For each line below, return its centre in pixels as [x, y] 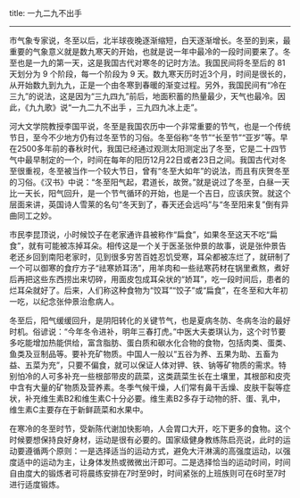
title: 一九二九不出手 [46, 13]
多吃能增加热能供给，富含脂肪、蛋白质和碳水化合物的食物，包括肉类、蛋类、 [150, 343]
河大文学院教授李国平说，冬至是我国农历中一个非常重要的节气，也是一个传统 [150, 126]
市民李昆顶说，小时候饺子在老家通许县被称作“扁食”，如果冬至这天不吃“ [140, 234]
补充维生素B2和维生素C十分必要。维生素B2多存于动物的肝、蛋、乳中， [155, 398]
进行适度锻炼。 [37, 484]
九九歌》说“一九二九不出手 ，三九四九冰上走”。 [115, 107]
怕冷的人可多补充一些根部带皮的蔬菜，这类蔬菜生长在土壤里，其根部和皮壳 [154, 376]
